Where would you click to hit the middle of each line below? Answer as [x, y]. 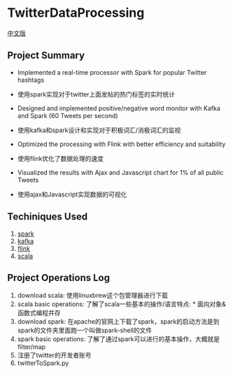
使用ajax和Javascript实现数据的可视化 [72, 194]
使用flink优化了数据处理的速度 [60, 158]
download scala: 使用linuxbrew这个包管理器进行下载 [93, 296]
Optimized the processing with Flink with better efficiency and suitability [121, 144]
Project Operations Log [59, 278]
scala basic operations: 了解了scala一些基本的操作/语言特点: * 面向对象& [121, 304]
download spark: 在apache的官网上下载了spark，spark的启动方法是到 [118, 322]
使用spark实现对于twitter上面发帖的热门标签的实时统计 [96, 94]
